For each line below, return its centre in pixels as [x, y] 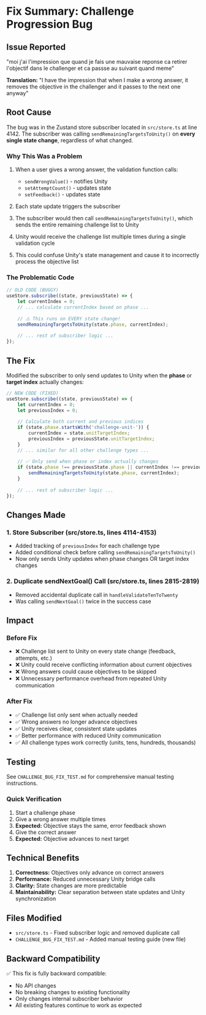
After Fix [19, 701]
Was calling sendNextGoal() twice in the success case [83, 601]
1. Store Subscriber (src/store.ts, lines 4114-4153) [82, 532]
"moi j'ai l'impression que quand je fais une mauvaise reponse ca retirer [97, 62]
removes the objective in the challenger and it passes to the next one [93, 87]
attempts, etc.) [34, 658]
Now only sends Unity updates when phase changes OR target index [102, 559]
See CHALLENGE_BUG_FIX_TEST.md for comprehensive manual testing [90, 777]
